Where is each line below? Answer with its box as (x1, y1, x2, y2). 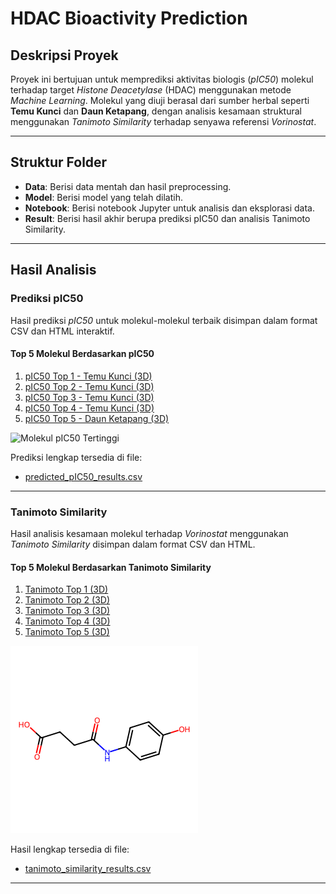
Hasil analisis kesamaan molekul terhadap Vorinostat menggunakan (10, 528, 289, 539)
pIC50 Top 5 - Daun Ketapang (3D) (24, 412, 170, 424)
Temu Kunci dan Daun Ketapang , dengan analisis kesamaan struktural (10, 105, 302, 117)
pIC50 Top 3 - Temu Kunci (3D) (24, 391, 155, 403)
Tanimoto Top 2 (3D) (24, 594, 111, 606)
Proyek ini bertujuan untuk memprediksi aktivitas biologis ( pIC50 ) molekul (10, 73, 314, 85)
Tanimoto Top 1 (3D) (24, 583, 109, 596)
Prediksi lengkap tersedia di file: (10, 451, 143, 463)
